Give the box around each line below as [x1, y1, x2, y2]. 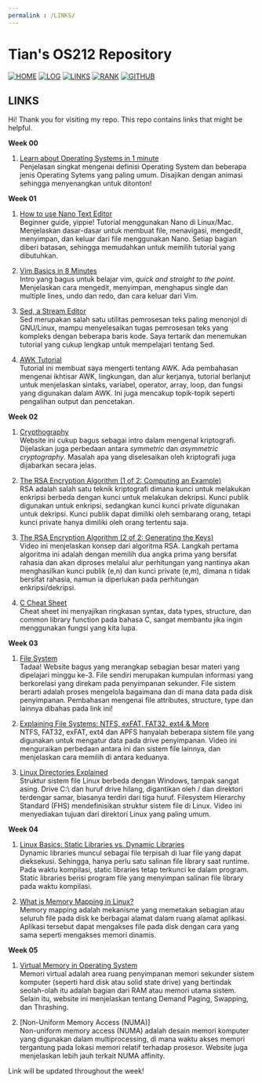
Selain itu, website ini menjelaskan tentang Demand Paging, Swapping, [19, 994, 249, 1004]
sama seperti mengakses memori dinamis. [19, 931, 157, 940]
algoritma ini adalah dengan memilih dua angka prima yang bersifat [19, 549, 237, 559]
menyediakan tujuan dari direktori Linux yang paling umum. [19, 809, 211, 819]
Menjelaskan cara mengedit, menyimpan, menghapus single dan [19, 283, 229, 292]
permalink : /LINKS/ [8, 11, 76, 20]
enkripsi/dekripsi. [19, 583, 76, 593]
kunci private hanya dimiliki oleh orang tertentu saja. [19, 518, 188, 527]
